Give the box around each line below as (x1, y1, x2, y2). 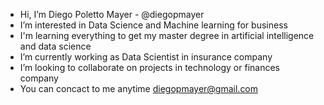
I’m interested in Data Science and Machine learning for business (19, 19, 288, 31)
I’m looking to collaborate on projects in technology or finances (19, 62, 280, 73)
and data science (19, 40, 92, 52)
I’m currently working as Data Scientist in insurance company (19, 51, 273, 63)
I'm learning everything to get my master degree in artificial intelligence (19, 30, 315, 41)
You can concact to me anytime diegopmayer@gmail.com (19, 83, 259, 94)
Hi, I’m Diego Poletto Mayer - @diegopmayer (19, 9, 205, 20)
